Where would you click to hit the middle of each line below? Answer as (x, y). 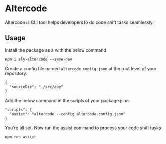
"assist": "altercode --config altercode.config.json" (68, 114)
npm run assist (21, 137)
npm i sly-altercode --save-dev (39, 59)
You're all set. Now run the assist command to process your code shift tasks (83, 128)
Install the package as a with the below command (56, 50)
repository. (16, 73)
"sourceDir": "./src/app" (37, 87)
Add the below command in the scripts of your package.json (67, 100)
